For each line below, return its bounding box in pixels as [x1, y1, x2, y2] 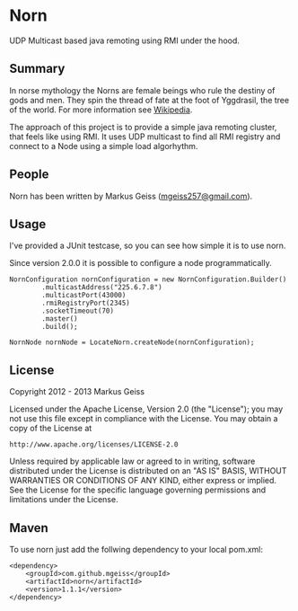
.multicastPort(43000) [41, 291, 127, 300]
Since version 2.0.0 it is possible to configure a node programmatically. [9, 258, 272, 269]
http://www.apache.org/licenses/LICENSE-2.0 [9, 440, 179, 449]
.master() [41, 314, 78, 323]
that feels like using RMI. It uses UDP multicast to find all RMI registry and [9, 131, 281, 142]
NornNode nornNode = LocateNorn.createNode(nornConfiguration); [9, 338, 255, 347]
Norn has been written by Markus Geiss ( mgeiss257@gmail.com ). [9, 190, 253, 201]
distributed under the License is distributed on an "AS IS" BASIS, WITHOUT [9, 465, 287, 476]
